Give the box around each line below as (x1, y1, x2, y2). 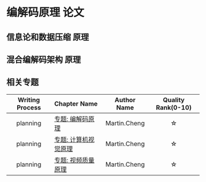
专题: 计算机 (54, 135, 89, 144)
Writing (17, 95, 40, 104)
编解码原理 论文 (6, 5, 85, 20)
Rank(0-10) (156, 103, 192, 112)
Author (114, 95, 136, 104)
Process (16, 103, 42, 112)
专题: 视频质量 (54, 156, 95, 164)
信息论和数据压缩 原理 (6, 32, 89, 42)
